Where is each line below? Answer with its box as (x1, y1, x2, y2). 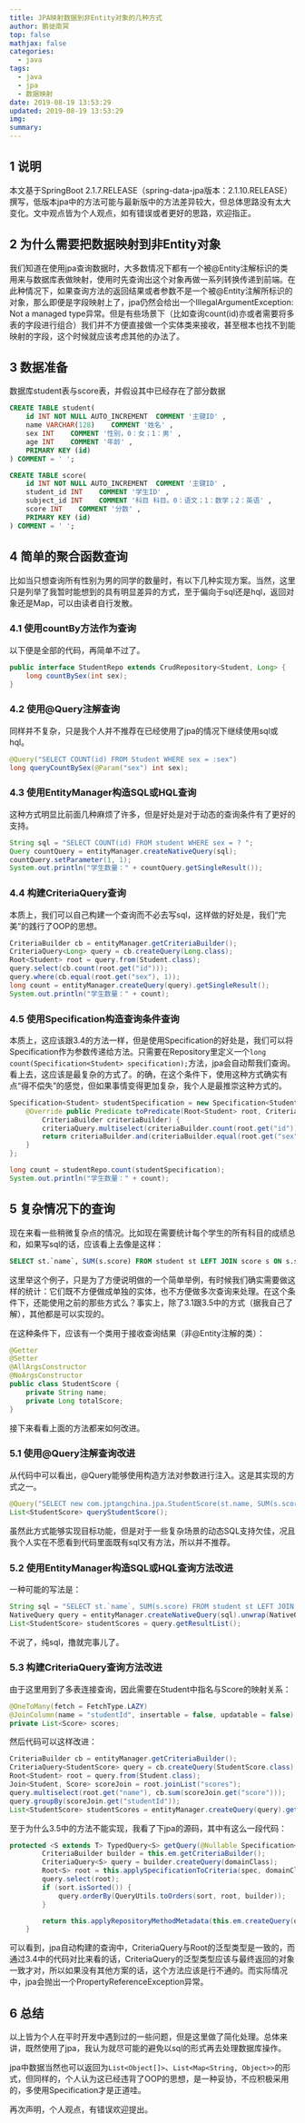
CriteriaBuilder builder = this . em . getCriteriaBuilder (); (42, 1850, 266, 1859)
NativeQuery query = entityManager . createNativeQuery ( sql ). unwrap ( (9, 1610, 271, 1620)
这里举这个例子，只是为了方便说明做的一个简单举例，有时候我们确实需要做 (9, 1274, 288, 1285)
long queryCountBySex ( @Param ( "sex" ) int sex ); (9, 763, 189, 772)
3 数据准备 (9, 360, 68, 375)
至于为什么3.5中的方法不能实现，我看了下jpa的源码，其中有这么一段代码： (9, 1822, 288, 1833)
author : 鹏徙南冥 (9, 22, 70, 31)
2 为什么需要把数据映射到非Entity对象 (9, 237, 221, 253)
